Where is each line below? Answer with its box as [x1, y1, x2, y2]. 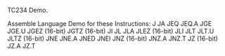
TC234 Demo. [7, 6, 48, 14]
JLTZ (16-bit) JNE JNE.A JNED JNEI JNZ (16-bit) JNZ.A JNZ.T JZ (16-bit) [7, 34, 218, 43]
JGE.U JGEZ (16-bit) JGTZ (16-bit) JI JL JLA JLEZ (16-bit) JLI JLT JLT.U [7, 27, 214, 35]
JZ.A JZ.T [7, 42, 36, 50]
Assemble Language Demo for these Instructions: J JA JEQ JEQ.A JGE [7, 20, 212, 27]
